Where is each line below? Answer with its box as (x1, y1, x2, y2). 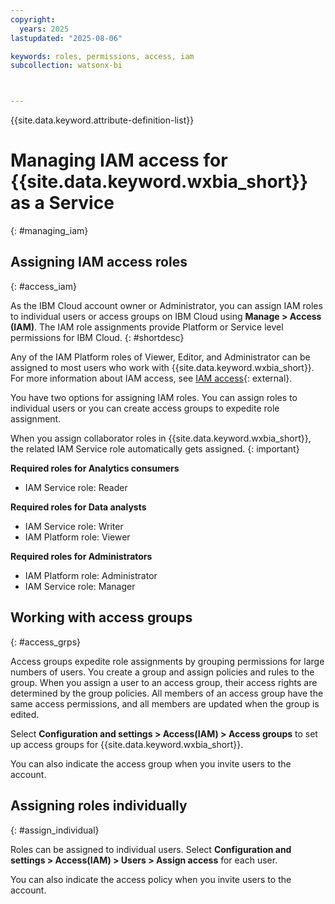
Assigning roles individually (10, 797, 188, 815)
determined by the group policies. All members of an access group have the (10, 687, 324, 699)
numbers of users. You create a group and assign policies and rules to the (10, 666, 315, 678)
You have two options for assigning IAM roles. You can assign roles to (10, 391, 298, 403)
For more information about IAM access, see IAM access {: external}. (10, 372, 293, 384)
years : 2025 (19, 24, 70, 34)
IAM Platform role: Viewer (24, 531, 131, 543)
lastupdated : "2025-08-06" (10, 33, 123, 43)
